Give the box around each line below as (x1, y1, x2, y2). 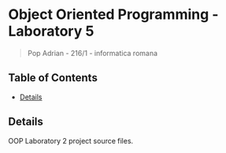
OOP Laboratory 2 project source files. (8, 136, 134, 145)
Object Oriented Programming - (8, 6, 219, 24)
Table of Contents (8, 71, 98, 84)
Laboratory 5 (8, 22, 94, 40)
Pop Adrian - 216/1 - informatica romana (27, 48, 158, 58)
